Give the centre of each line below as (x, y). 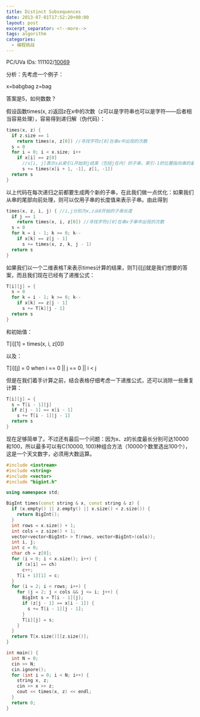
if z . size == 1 (30, 136)
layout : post (22, 23)
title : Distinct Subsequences (44, 12)
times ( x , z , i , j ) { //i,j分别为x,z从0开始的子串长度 (69, 211)
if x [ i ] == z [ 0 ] (37, 158)
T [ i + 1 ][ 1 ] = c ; (38, 576)
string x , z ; (33, 681)
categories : (21, 39)
